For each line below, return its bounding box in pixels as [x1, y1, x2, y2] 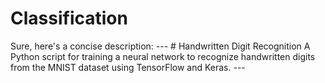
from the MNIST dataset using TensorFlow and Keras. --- [10, 61, 246, 73]
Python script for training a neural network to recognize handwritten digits [10, 50, 316, 62]
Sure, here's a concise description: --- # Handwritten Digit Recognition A [10, 40, 311, 52]
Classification [10, 7, 128, 30]
